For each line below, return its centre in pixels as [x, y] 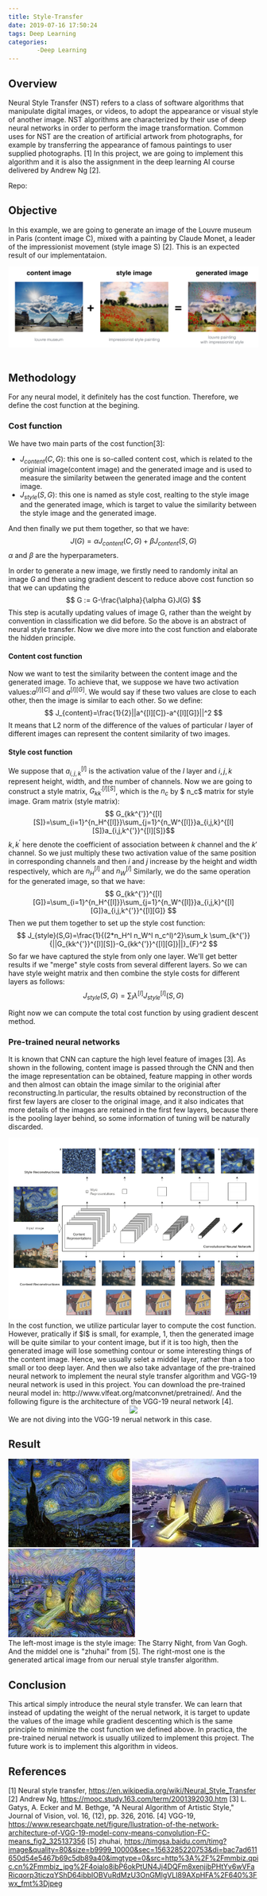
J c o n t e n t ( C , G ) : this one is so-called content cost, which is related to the [136, 459]
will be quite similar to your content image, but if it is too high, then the [123, 1342]
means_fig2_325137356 [47, 1841]
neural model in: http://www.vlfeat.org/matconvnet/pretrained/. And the [125, 1393]
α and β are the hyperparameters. [64, 556]
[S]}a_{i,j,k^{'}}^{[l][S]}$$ [133, 831]
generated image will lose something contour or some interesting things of [130, 1351]
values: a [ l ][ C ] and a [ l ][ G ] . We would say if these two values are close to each [132, 692]
